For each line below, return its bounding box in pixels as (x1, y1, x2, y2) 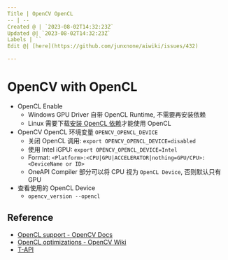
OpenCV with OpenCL (7, 79, 138, 95)
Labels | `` (7, 36, 42, 43)
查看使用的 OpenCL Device (17, 183, 96, 192)
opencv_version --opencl (27, 193, 101, 200)
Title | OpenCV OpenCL (7, 10, 73, 17)
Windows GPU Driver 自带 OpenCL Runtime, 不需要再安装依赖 (27, 110, 206, 119)
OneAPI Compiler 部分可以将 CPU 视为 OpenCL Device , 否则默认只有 (27, 167, 222, 175)
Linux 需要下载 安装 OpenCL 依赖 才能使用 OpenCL (27, 119, 171, 127)
